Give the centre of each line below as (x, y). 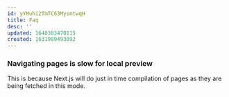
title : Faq (23, 20)
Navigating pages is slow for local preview (80, 64)
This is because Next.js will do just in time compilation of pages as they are (114, 79)
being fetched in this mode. (46, 86)
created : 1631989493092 (42, 39)
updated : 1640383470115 (42, 33)
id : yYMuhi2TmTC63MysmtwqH (46, 14)
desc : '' (20, 26)
